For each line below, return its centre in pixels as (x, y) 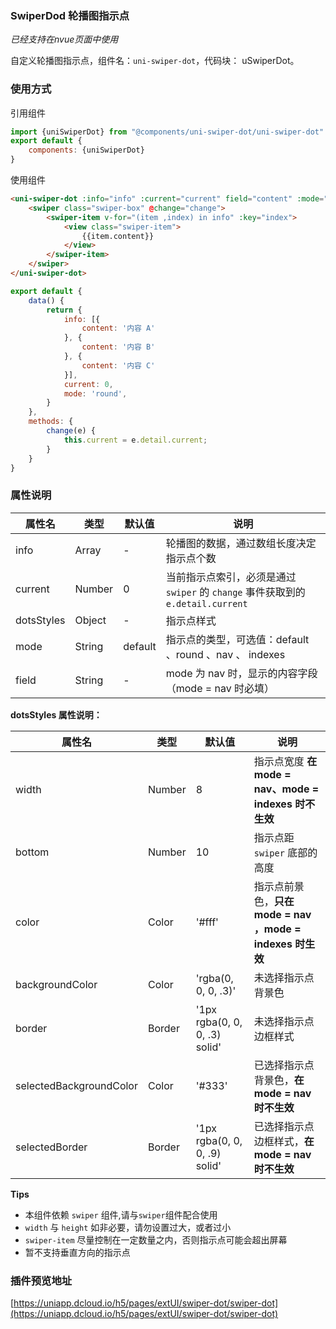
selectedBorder (51, 1147)
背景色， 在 (279, 1080)
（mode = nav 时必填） (220, 688)
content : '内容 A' (118, 328)
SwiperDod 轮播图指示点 (70, 15)
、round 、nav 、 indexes (225, 654)
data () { (46, 300)
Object (90, 620)
